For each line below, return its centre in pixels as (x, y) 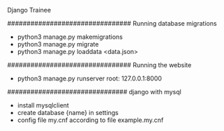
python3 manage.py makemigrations (70, 37)
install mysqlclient (43, 105)
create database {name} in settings (68, 113)
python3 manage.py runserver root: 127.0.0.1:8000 (90, 78)
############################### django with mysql (94, 92)
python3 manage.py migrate (58, 44)
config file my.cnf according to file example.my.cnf (90, 120)
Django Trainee (29, 10)
